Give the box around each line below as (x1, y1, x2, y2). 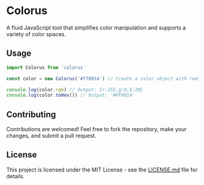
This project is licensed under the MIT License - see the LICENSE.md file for (6, 166, 198, 173)
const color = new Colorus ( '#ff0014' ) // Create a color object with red (6, 75, 199, 81)
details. (6, 172, 25, 179)
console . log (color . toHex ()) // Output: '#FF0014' (6, 92, 136, 99)
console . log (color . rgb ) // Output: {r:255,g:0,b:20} (6, 86, 144, 92)
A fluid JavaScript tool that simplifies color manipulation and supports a (6, 24, 186, 31)
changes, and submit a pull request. (6, 132, 97, 140)
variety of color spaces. (6, 30, 66, 37)
